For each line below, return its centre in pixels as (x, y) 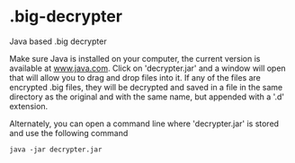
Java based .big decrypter (58, 41)
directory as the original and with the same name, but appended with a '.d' (147, 97)
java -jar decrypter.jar (56, 150)
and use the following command (69, 133)
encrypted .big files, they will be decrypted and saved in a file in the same (146, 87)
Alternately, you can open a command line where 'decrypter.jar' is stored (144, 124)
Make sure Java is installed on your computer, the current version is (135, 58)
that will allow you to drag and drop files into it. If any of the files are (135, 77)
